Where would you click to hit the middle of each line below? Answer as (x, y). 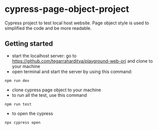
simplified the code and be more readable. (48, 28)
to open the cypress (32, 113)
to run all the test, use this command (49, 95)
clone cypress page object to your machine (56, 90)
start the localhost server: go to (44, 56)
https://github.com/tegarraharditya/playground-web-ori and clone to (82, 61)
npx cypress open (23, 123)
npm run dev (17, 80)
